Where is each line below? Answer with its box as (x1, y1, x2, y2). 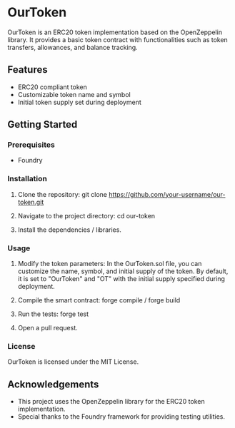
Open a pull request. (17, 324, 79, 332)
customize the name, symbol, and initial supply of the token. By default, (17, 267, 229, 275)
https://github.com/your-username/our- (108, 190, 226, 198)
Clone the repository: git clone (17, 190, 107, 198)
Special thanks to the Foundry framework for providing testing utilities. (17, 412, 226, 421)
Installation (7, 174, 48, 184)
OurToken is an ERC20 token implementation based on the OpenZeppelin (7, 28, 223, 36)
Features (7, 63, 48, 76)
